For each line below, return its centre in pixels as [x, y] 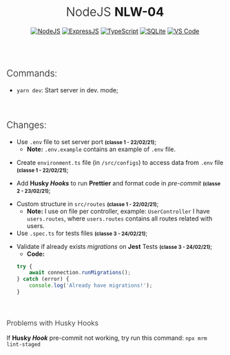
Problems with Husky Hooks [53, 323]
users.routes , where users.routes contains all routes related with [119, 219]
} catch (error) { [43, 279]
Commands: [32, 73]
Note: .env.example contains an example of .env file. [101, 149]
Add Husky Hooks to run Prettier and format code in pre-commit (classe [118, 183]
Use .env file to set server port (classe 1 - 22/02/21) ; [86, 141]
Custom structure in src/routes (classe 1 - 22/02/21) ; [87, 203]
